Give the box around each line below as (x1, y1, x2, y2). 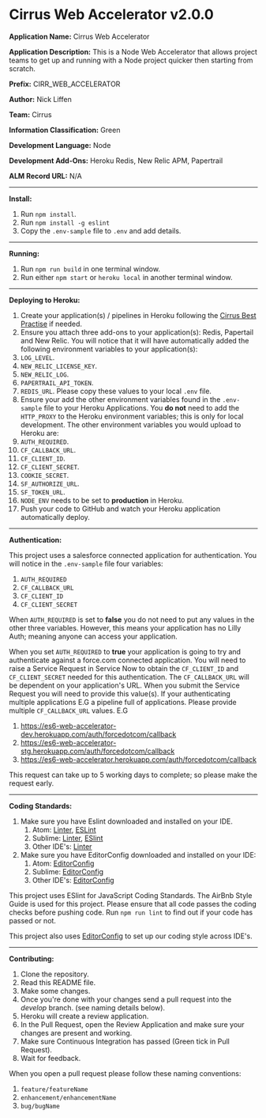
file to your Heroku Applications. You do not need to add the (43, 403, 240, 412)
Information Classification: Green (9, 125, 121, 135)
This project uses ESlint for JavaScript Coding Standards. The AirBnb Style (9, 890, 253, 900)
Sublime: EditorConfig (32, 866, 104, 876)
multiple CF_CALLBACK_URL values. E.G (9, 706, 129, 715)
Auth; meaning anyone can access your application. (9, 631, 178, 641)
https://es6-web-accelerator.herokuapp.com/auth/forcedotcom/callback (20, 754, 257, 764)
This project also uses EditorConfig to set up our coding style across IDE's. (9, 931, 253, 941)
